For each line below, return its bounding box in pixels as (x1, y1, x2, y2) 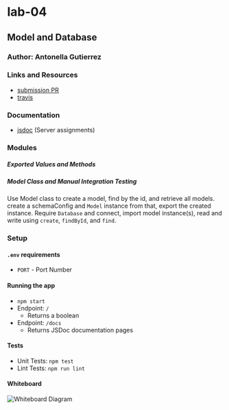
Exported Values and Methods (7, 160, 96, 168)
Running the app (7, 282, 56, 290)
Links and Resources (7, 70, 78, 80)
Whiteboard (7, 380, 43, 388)
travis (16, 93, 33, 101)
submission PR (16, 86, 60, 94)
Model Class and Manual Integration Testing (7, 177, 137, 185)
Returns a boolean (27, 311, 80, 319)
